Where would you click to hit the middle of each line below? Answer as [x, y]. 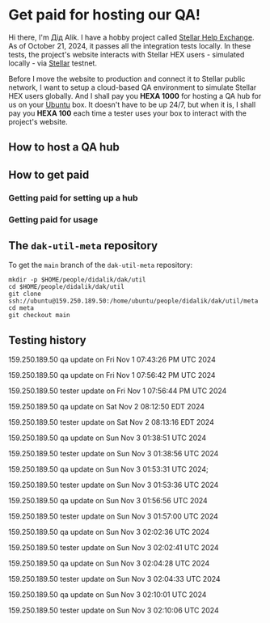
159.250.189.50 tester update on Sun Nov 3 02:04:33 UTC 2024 [114, 579]
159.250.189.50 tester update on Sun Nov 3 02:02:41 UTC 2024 [114, 548]
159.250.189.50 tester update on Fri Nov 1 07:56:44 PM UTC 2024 [118, 391]
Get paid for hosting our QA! [104, 15]
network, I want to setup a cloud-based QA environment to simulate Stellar [133, 87]
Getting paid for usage [53, 219]
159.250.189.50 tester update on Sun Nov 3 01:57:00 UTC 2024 [113, 516]
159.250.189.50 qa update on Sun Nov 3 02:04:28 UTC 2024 [109, 563]
